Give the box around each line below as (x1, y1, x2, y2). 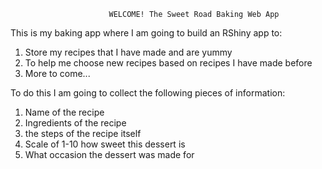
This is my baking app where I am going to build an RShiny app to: (10, 27, 283, 39)
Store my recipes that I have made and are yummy (24, 46, 233, 58)
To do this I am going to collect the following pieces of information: (10, 87, 286, 99)
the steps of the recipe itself (24, 128, 142, 139)
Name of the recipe (24, 106, 105, 118)
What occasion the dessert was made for (24, 149, 195, 160)
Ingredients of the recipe (24, 117, 127, 129)
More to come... (24, 68, 91, 79)
